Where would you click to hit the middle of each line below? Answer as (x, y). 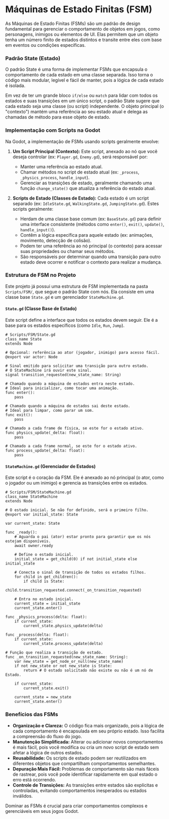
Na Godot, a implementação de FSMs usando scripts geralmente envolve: (82, 142)
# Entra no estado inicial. (44, 599)
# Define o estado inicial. (44, 555)
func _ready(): (21, 532)
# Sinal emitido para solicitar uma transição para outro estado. (77, 366)
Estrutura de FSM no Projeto (41, 275)
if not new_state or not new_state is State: (63, 666)
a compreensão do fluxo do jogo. (47, 736)
